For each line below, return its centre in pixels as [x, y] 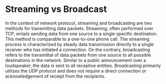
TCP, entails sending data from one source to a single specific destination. [82, 33]
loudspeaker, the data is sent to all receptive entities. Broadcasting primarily [83, 65]
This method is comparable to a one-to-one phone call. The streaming [77, 39]
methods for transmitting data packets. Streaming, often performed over [79, 28]
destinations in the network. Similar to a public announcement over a [76, 60]
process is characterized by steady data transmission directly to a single [80, 44]
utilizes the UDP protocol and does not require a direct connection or [76, 70]
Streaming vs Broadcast [56, 9]
